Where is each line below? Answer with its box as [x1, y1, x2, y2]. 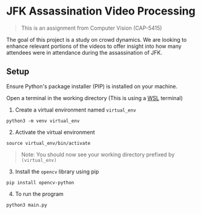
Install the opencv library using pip [15, 168, 99, 175]
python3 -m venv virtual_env [6, 118, 80, 124]
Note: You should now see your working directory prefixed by [21, 150, 175, 158]
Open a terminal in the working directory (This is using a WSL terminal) [6, 94, 183, 101]
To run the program [15, 190, 64, 198]
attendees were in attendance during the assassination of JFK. [6, 48, 162, 56]
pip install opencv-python [6, 179, 74, 186]
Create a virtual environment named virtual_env [15, 106, 136, 113]
